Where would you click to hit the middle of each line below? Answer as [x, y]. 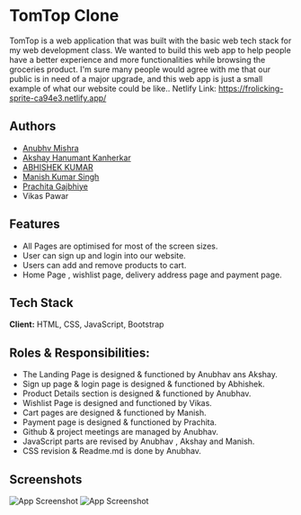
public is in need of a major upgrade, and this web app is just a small [136, 78]
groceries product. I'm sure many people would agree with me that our [140, 69]
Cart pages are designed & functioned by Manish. [114, 413]
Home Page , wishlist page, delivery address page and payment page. [152, 275]
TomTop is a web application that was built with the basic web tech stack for [150, 41]
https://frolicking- [251, 88]
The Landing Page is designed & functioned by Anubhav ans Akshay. [150, 375]
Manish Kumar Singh [61, 176]
